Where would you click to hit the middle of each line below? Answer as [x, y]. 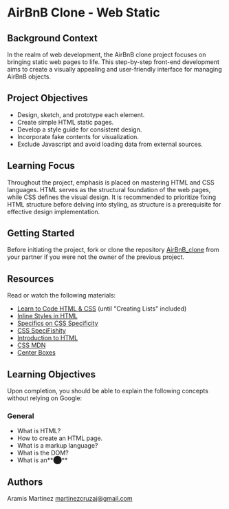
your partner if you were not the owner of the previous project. [96, 257]
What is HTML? [39, 431]
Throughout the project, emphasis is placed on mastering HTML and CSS [111, 182]
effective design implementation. [54, 211]
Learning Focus [41, 166]
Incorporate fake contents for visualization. [78, 136]
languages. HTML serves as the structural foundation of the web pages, [109, 189]
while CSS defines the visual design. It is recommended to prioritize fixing [112, 197]
